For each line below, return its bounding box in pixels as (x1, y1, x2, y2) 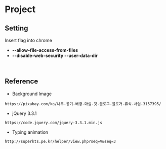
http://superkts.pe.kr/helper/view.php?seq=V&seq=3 (5, 139, 116, 144)
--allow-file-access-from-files (12, 47, 78, 53)
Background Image (12, 91, 52, 97)
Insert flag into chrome (5, 37, 53, 43)
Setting (5, 24, 28, 33)
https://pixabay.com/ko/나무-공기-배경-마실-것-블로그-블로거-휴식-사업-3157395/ (5, 101, 161, 106)
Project (5, 4, 36, 15)
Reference (5, 77, 38, 86)
